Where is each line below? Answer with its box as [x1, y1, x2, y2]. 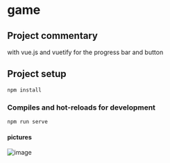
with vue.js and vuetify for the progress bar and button [7, 48, 164, 56]
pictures [7, 132, 33, 141]
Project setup [7, 68, 67, 80]
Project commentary [7, 30, 99, 42]
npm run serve [7, 119, 49, 126]
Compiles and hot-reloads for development [7, 103, 156, 112]
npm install [7, 86, 42, 94]
